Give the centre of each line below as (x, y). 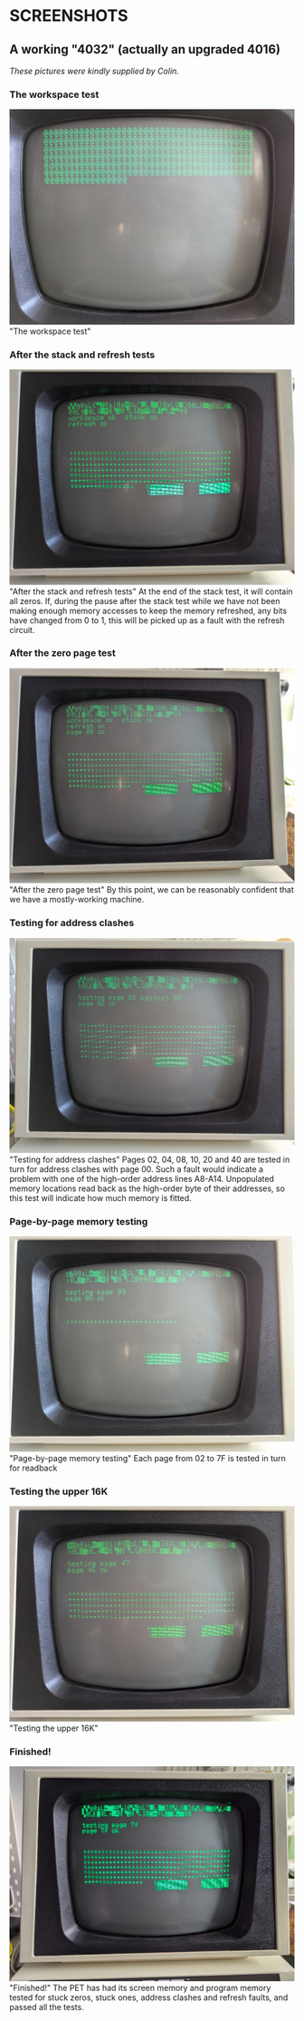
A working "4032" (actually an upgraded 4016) (145, 49)
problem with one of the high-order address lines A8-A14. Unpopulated (142, 1179)
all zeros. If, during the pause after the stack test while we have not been (145, 600)
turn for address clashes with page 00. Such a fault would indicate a (137, 1169)
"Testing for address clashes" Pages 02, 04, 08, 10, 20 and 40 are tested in (150, 1160)
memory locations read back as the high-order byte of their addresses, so (147, 1188)
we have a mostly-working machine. (77, 900)
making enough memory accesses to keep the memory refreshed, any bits (148, 610)
